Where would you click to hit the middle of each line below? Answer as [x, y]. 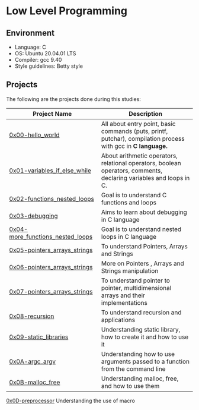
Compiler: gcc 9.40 [38, 60]
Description [146, 113]
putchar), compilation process [143, 138]
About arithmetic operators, [139, 156]
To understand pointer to [136, 280]
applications [118, 320]
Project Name [52, 113]
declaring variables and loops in [145, 178]
